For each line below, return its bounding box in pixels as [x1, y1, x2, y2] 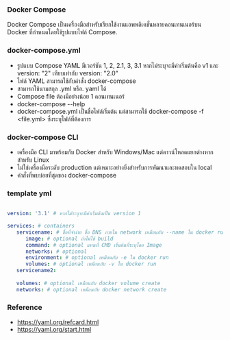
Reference [7, 302, 42, 312]
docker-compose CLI [7, 132, 79, 142]
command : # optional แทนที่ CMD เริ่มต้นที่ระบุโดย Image [25, 241, 162, 248]
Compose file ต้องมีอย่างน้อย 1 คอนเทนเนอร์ [16, 92, 125, 100]
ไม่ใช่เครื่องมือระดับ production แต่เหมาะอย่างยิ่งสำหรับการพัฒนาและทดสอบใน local [16, 163, 212, 171]
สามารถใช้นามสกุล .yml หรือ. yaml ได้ [16, 84, 107, 93]
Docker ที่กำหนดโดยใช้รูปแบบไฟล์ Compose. [7, 28, 118, 36]
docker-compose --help [16, 99, 86, 108]
